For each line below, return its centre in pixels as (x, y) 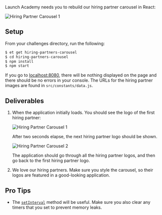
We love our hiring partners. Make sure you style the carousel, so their (82, 170)
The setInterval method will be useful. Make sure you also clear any (81, 202)
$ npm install (19, 61)
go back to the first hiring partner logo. (51, 161)
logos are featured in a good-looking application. (61, 175)
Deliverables (25, 101)
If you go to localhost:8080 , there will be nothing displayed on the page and (81, 75)
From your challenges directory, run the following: (55, 43)
